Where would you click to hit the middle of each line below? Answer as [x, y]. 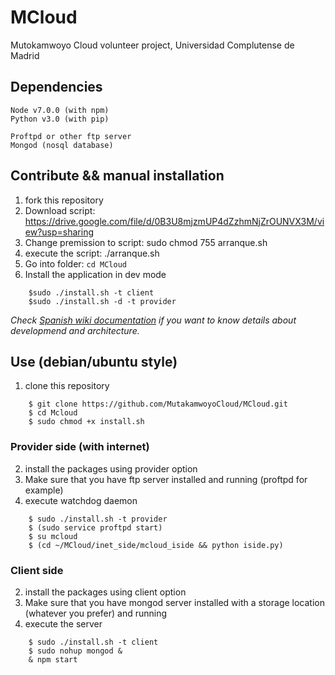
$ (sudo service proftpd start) [95, 527]
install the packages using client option [105, 592]
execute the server [63, 623]
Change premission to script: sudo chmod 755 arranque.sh [146, 242]
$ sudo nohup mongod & [75, 651]
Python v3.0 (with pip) [60, 119]
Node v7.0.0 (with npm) [60, 110]
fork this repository [64, 200]
